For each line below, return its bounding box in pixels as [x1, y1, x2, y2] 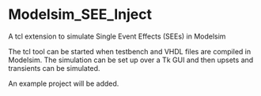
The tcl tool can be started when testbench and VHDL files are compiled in [8, 46, 252, 56]
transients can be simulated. [8, 63, 100, 72]
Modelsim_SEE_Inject [8, 6, 153, 24]
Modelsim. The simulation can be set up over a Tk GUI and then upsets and [8, 55, 254, 65]
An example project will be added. [8, 79, 119, 88]
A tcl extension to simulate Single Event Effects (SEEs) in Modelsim [8, 31, 226, 41]
